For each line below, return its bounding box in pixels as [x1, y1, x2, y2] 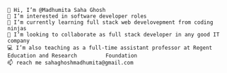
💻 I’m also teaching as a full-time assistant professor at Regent [7, 44, 213, 51]
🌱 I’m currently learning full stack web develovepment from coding [7, 19, 214, 26]
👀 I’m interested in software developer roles [7, 13, 147, 20]
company [7, 37, 30, 44]
